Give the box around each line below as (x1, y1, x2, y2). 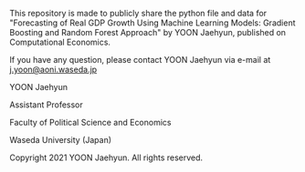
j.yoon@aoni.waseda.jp (9, 64, 98, 75)
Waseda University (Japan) (9, 135, 112, 145)
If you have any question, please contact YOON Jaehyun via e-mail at (9, 55, 271, 65)
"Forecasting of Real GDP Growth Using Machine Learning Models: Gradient (9, 17, 296, 28)
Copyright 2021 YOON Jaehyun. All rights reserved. (9, 152, 204, 163)
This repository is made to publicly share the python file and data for (9, 8, 268, 18)
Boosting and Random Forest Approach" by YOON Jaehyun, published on (9, 27, 286, 37)
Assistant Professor (9, 99, 84, 110)
